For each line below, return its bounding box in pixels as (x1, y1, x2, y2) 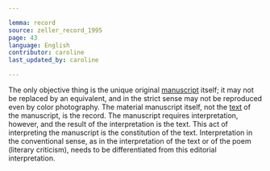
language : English (8, 41, 70, 49)
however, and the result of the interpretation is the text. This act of (8, 120, 228, 128)
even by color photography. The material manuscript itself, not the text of (8, 102, 251, 112)
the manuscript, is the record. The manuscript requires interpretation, (8, 111, 239, 120)
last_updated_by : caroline (8, 56, 99, 64)
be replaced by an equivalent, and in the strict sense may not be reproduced (8, 94, 263, 103)
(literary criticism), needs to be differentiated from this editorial (8, 145, 218, 154)
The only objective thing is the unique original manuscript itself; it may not (8, 85, 254, 95)
